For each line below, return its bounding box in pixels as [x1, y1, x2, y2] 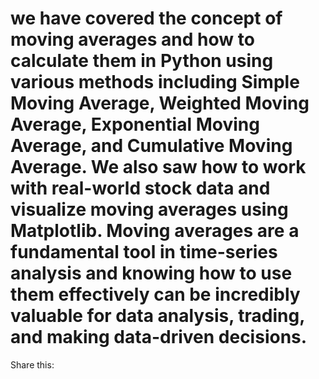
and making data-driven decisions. [10, 326, 308, 349]
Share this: [10, 358, 55, 371]
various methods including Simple [10, 71, 300, 94]
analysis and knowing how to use [10, 262, 293, 285]
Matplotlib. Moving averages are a [10, 220, 300, 242]
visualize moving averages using [10, 198, 289, 221]
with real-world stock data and [10, 177, 271, 200]
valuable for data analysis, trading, [10, 305, 305, 327]
